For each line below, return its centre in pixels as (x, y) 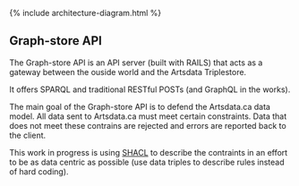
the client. (28, 135)
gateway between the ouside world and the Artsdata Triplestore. (128, 72)
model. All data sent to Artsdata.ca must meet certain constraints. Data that (148, 116)
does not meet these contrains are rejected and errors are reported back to (148, 125)
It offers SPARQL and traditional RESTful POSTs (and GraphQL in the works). (150, 89)
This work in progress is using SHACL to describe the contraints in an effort (149, 152)
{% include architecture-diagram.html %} (85, 13)
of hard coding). (39, 171)
